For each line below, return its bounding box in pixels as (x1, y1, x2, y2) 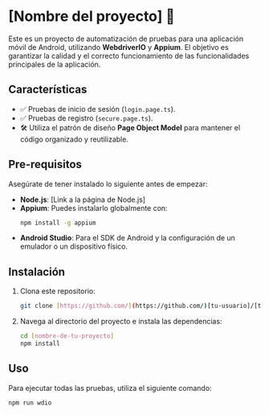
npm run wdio (8, 398, 52, 407)
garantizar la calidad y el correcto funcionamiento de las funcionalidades (8, 51, 250, 60)
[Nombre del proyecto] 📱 (8, 7, 175, 26)
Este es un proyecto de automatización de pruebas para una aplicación (8, 34, 244, 43)
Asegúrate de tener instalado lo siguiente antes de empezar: (8, 179, 208, 188)
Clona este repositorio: (19, 286, 96, 296)
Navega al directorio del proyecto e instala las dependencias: (19, 317, 222, 327)
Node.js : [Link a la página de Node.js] (19, 195, 146, 204)
